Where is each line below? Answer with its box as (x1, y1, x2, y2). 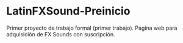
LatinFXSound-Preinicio (6, 4, 131, 18)
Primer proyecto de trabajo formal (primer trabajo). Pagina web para (6, 24, 178, 31)
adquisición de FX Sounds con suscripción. (6, 30, 115, 38)
